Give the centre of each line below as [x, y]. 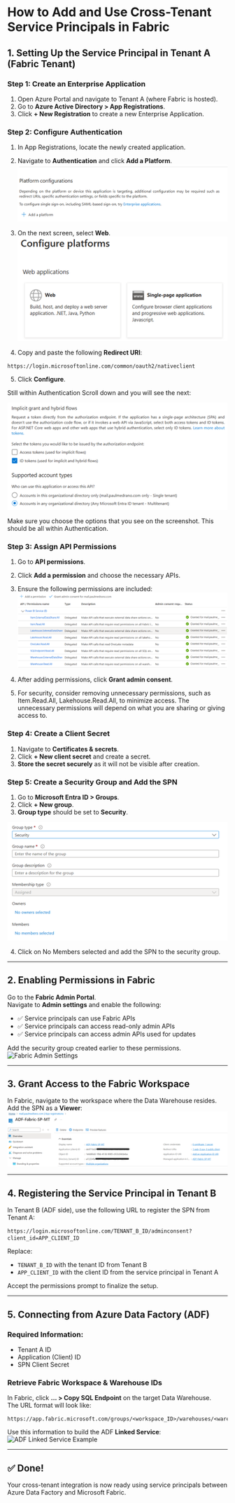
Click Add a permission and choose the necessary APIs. [99, 576]
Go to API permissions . [51, 562]
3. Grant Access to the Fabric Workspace [99, 1084]
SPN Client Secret [43, 1364]
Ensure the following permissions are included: [85, 589]
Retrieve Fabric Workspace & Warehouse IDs [85, 1383]
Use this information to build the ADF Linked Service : [84, 1432]
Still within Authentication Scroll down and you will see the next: [99, 393]
